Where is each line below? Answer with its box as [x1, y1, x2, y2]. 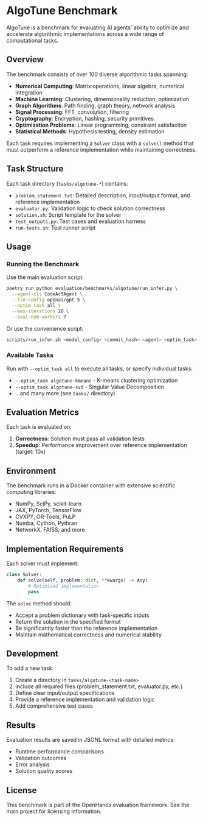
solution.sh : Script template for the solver [15, 211, 122, 218]
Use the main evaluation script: [6, 273, 84, 281]
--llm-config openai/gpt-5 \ [12, 297, 86, 303]
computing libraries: [6, 488, 57, 496]
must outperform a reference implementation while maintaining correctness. [6, 146, 198, 153]
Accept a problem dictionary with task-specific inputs [15, 611, 150, 619]
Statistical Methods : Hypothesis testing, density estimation [15, 127, 165, 135]
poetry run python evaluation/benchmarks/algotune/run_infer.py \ [6, 286, 178, 292]
